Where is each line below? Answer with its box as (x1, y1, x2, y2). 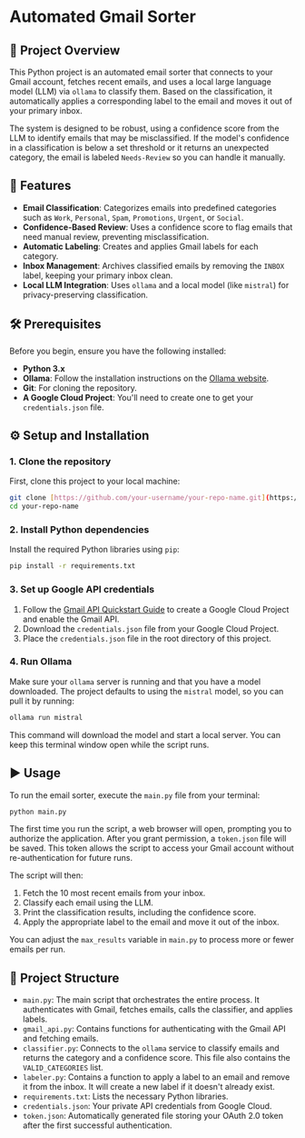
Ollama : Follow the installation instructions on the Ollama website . (22, 373, 270, 384)
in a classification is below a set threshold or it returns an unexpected (9, 143, 270, 153)
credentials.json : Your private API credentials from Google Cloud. (22, 1101, 272, 1112)
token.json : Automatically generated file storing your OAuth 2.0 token (22, 1111, 284, 1122)
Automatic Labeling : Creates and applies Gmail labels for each (22, 241, 259, 252)
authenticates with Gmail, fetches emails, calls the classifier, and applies (22, 1004, 293, 1015)
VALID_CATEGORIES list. (22, 1062, 104, 1073)
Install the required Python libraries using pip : (9, 544, 180, 555)
